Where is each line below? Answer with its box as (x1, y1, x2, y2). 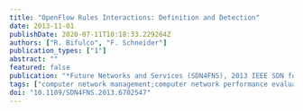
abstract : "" (9, 55, 59, 64)
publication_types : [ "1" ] (9, 47, 106, 55)
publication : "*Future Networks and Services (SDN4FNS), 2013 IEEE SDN (9, 72, 284, 81)
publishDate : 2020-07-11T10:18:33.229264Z (9, 30, 171, 38)
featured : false (9, 64, 70, 73)
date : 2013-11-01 (9, 21, 75, 30)
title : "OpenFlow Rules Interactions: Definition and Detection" (9, 13, 260, 22)
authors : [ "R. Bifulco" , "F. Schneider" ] (9, 38, 168, 47)
